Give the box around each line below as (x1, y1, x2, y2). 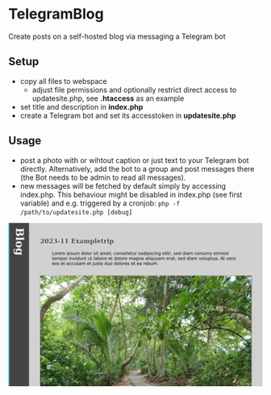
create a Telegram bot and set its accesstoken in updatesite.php (19, 110, 236, 120)
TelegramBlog (8, 5, 104, 23)
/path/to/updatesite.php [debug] (19, 208, 133, 216)
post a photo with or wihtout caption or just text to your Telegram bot (19, 155, 249, 165)
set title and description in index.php (19, 102, 144, 111)
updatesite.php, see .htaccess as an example (31, 94, 185, 103)
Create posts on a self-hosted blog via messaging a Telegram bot (8, 31, 226, 41)
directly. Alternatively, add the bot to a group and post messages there (19, 164, 255, 173)
